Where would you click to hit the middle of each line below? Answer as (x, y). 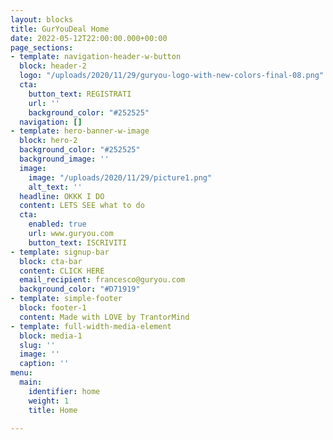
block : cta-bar (51, 261)
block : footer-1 (53, 308)
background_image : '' (64, 159)
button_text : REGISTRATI (80, 94)
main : (31, 382)
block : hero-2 (48, 141)
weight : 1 (49, 401)
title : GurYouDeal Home (60, 29)
